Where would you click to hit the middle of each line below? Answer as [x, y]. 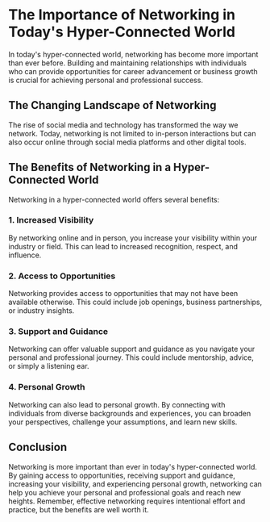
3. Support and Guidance [58, 332]
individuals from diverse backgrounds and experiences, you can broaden [130, 413]
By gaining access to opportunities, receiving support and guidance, [122, 475]
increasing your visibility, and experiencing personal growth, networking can [135, 484]
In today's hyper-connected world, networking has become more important [133, 54]
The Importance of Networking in [122, 15]
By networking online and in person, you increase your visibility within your [133, 238]
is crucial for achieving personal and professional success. [106, 80]
